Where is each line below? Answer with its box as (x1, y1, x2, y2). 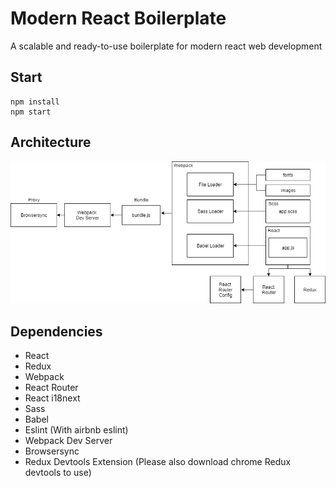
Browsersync (24, 445, 80, 457)
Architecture (10, 134, 92, 151)
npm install (10, 97, 60, 107)
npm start (10, 107, 52, 117)
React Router (24, 382, 79, 394)
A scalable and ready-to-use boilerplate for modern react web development (10, 40, 323, 52)
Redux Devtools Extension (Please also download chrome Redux (24, 456, 292, 468)
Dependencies (10, 323, 103, 340)
